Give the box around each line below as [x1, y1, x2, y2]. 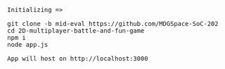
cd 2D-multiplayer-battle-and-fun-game [7, 27, 145, 34]
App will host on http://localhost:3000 [7, 55, 148, 62]
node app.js [7, 41, 49, 48]
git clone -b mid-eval [7, 20, 86, 27]
